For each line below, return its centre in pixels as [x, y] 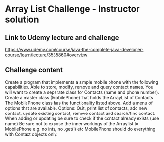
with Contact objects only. [31, 134]
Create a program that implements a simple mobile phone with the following [82, 82]
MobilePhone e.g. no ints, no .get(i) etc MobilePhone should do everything [80, 129]
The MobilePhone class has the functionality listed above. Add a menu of [79, 103]
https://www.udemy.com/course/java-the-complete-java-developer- [74, 49]
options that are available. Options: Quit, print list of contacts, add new [76, 108]
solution [22, 19]
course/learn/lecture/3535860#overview [46, 55]
